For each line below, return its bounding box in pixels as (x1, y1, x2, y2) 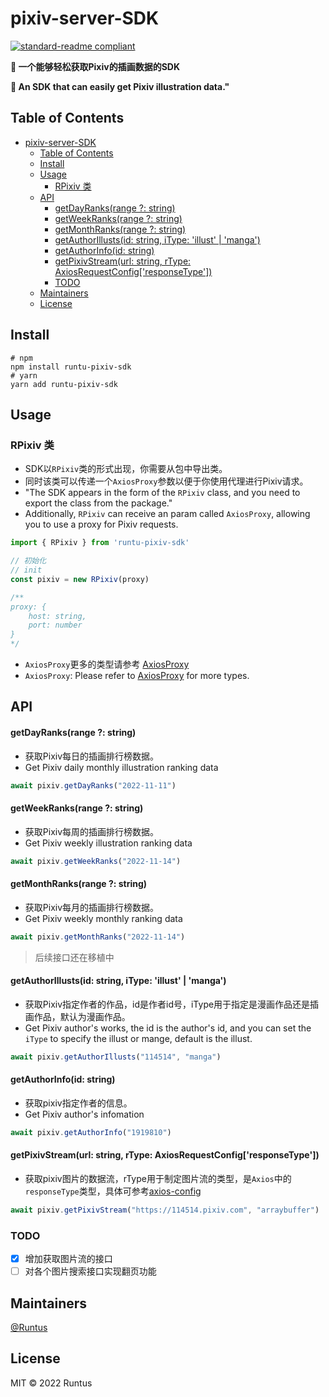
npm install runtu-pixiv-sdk (10, 362, 132, 372)
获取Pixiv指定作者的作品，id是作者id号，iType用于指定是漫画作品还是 (24, 998, 311, 1010)
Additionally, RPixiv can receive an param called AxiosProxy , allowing (24, 508, 311, 520)
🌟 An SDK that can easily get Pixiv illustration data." (10, 80, 230, 92)
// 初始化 (10, 556, 47, 566)
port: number (28, 620, 83, 631)
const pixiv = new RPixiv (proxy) (10, 574, 150, 584)
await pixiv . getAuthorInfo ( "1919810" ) (10, 1127, 172, 1137)
